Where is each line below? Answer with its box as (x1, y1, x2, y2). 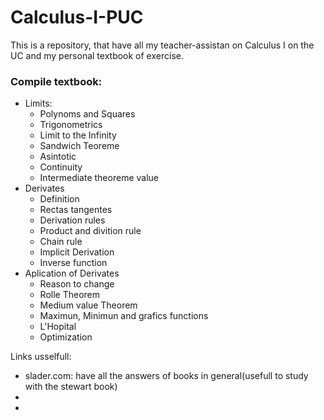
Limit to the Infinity (39, 129, 117, 141)
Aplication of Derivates (24, 267, 120, 280)
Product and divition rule (39, 225, 142, 237)
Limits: (24, 97, 53, 110)
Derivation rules (39, 214, 106, 226)
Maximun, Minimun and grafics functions (39, 310, 209, 322)
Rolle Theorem (39, 289, 101, 301)
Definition (39, 193, 80, 205)
